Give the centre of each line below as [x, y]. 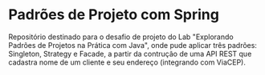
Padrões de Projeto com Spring [114, 15]
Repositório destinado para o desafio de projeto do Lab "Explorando [121, 37]
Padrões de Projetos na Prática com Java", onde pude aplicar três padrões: [132, 45]
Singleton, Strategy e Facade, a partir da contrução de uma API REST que [130, 53]
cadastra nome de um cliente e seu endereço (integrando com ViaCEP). [127, 62]
